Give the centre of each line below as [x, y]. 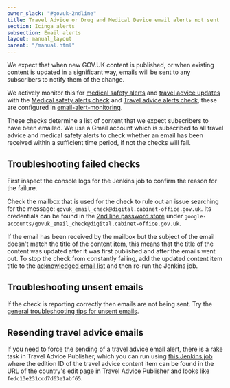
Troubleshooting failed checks [74, 164]
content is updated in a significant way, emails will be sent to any [99, 72]
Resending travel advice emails [76, 333]
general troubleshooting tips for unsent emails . [73, 311]
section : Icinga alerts [41, 26]
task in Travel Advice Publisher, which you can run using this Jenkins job [110, 356]
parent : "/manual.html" [41, 45]
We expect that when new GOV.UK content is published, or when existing [111, 65]
